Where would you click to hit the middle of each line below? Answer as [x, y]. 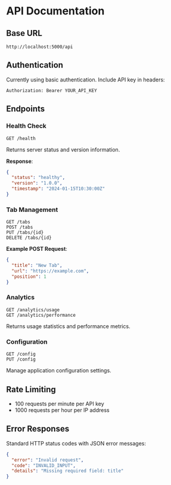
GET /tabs [18, 222]
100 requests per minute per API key [59, 404]
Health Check [26, 126]
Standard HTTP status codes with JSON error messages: [76, 443]
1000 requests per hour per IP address [62, 410]
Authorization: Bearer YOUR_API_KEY [52, 90]
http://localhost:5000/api [40, 47]
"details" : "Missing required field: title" [68, 471]
